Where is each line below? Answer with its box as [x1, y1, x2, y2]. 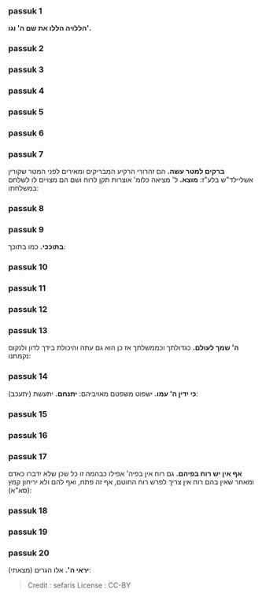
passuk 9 [8, 224, 45, 235]
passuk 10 [8, 261, 48, 273]
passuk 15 [8, 408, 48, 419]
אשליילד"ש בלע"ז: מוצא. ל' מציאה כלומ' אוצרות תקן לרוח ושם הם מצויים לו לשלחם [8, 175, 253, 184]
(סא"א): [8, 485, 32, 495]
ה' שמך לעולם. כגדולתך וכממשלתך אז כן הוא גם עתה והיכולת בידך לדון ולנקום [8, 343, 239, 352]
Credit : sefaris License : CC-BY [27, 580, 131, 590]
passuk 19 [8, 526, 48, 537]
